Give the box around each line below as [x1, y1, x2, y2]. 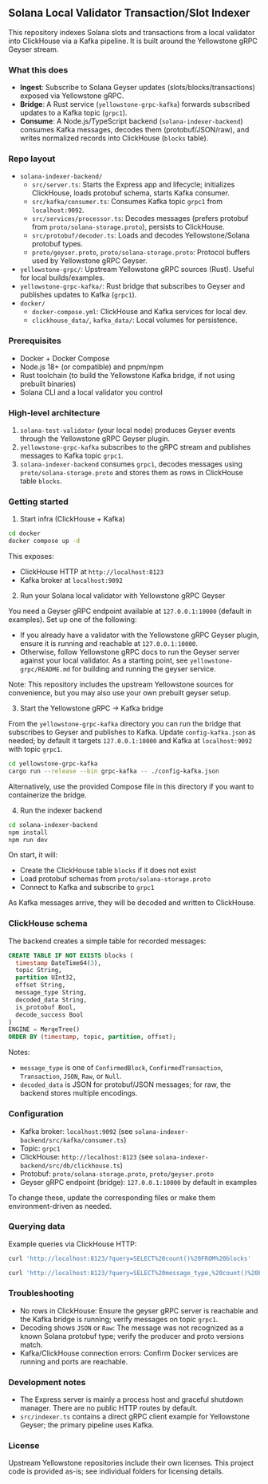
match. [19, 1340, 43, 1349]
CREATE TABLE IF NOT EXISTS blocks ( [8, 951, 134, 959]
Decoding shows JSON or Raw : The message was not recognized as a [19, 1323, 244, 1332]
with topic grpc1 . [8, 745, 63, 754]
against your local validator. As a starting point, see [19, 655, 189, 665]
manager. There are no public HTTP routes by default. [19, 1403, 198, 1413]
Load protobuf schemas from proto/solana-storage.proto [19, 874, 211, 884]
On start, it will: [8, 850, 58, 860]
